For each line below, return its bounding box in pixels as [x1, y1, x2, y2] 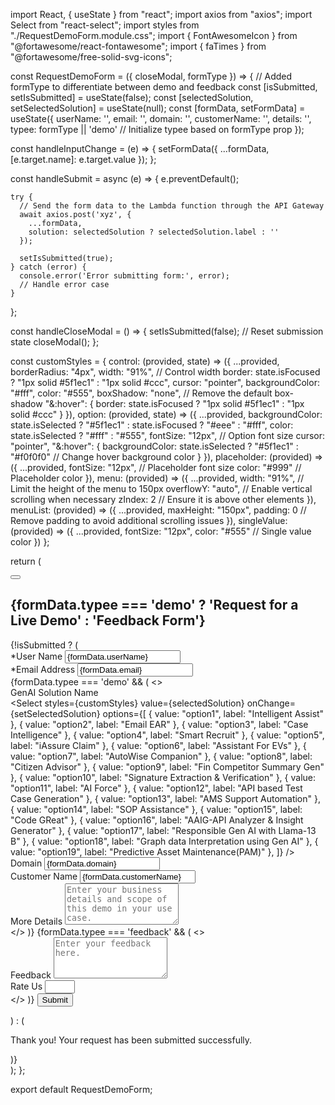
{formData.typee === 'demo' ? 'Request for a [10, 597, 299, 614]
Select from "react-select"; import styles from [10, 19, 200, 31]
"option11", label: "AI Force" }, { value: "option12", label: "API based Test [10, 782, 303, 794]
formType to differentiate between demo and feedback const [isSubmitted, [10, 81, 318, 93]
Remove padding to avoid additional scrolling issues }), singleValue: [10, 515, 288, 526]
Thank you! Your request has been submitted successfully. [10, 1034, 253, 1046]
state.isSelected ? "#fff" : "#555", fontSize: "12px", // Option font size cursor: [10, 430, 326, 441]
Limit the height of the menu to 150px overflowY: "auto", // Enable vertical [10, 483, 313, 494]
